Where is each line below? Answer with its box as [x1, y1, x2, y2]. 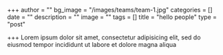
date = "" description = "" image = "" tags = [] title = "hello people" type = [7, 13, 217, 21]
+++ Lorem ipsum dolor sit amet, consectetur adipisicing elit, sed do [7, 33, 201, 41]
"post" [7, 20, 25, 28]
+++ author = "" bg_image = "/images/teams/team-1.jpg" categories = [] [7, 6, 213, 14]
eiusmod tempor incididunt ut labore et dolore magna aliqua [7, 41, 177, 48]
